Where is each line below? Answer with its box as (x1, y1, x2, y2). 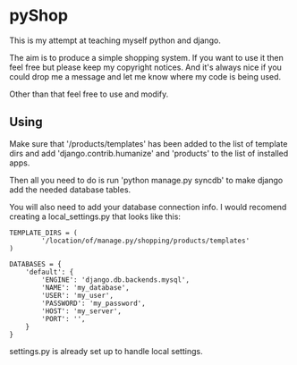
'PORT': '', (41, 314, 87, 323)
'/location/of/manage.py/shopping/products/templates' (41, 236, 250, 245)
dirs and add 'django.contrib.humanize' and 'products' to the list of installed (9, 148, 289, 158)
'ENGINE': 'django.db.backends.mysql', (41, 275, 191, 284)
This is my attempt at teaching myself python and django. (9, 35, 222, 46)
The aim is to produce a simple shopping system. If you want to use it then (9, 52, 284, 63)
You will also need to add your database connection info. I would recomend (9, 201, 287, 212)
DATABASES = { (9, 259, 63, 268)
